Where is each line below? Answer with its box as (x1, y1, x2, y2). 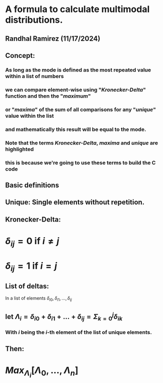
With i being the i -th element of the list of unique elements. (5, 329, 152, 336)
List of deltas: (5, 282, 49, 290)
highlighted (5, 145, 34, 152)
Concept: (5, 51, 35, 60)
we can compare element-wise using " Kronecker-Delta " (5, 86, 146, 93)
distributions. (5, 14, 63, 26)
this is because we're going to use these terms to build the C (5, 159, 156, 166)
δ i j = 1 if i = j (5, 260, 57, 273)
